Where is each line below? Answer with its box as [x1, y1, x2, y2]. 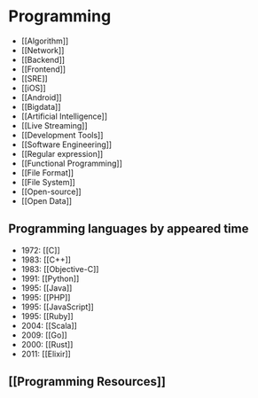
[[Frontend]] [20, 64, 66, 74]
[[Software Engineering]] [20, 139, 113, 150]
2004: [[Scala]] [20, 320, 77, 331]
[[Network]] [20, 44, 65, 55]
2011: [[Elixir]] [20, 348, 72, 359]
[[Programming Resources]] [8, 374, 166, 389]
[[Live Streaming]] [20, 120, 88, 130]
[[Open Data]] [20, 195, 73, 206]
